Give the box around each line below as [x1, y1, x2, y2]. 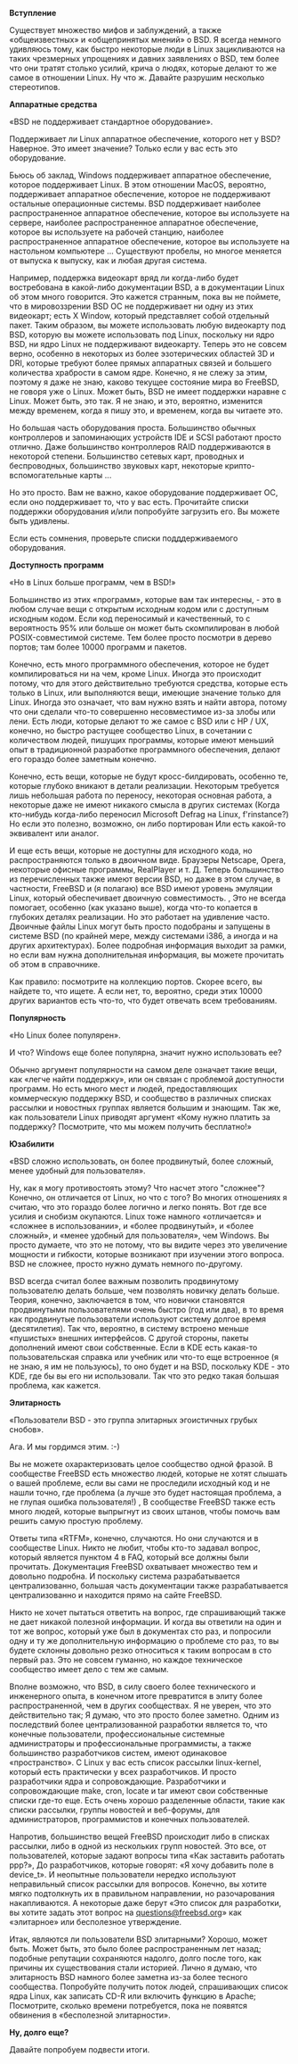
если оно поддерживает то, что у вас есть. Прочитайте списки [9, 497, 249, 507]
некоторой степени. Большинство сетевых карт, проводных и [9, 451, 245, 461]
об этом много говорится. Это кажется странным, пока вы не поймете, [9, 292, 282, 302]
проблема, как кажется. [9, 1380, 101, 1390]
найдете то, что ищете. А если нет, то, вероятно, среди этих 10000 [9, 986, 263, 996]
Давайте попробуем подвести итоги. [9, 2044, 150, 2055]
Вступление [9, 8, 57, 18]
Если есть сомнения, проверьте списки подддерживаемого [9, 533, 238, 543]
